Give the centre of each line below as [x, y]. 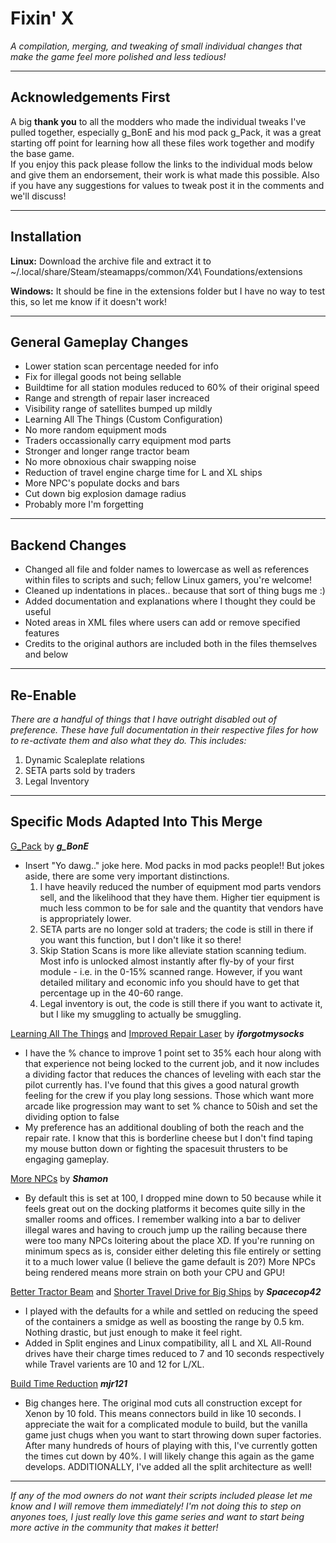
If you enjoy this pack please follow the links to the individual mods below [161, 164]
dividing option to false [72, 1116]
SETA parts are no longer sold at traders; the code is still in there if [176, 929]
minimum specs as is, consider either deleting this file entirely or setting [173, 1251]
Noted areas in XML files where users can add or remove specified [162, 623]
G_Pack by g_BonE [49, 846]
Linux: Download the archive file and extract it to [111, 261]
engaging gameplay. [67, 1159]
